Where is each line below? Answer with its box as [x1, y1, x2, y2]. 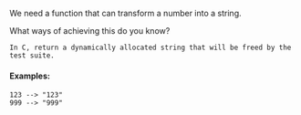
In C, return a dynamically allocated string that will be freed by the [9, 43, 292, 52]
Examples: [9, 70, 50, 81]
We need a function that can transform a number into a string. [9, 8, 242, 18]
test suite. [9, 51, 55, 60]
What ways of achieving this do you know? [9, 26, 171, 36]
